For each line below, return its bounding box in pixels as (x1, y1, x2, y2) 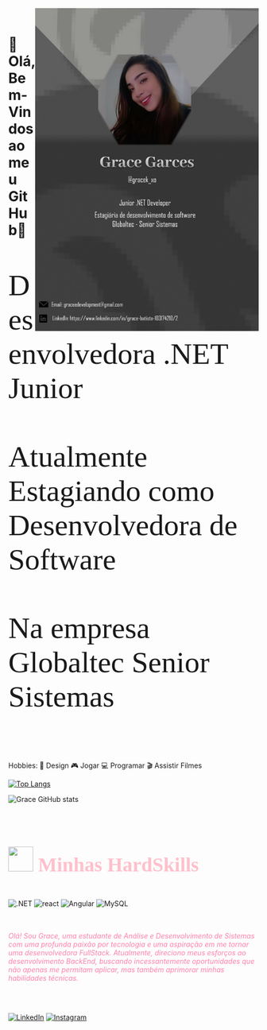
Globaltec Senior (8, 645, 210, 680)
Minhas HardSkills (38, 854, 199, 877)
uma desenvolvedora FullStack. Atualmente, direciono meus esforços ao (8, 947, 246, 957)
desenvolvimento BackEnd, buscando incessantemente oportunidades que (8, 956, 255, 966)
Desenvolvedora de (8, 509, 238, 543)
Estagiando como (8, 474, 215, 508)
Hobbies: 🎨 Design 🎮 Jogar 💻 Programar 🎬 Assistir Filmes (8, 761, 203, 770)
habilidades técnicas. (8, 973, 79, 982)
